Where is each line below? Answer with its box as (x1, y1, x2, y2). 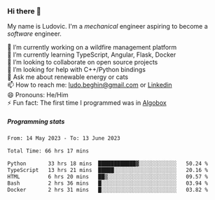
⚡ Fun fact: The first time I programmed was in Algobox (7, 99, 167, 107)
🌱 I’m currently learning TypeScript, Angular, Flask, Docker (7, 50, 176, 59)
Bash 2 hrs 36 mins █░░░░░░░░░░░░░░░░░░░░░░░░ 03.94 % (7, 180, 209, 187)
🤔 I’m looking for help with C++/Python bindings (7, 66, 146, 74)
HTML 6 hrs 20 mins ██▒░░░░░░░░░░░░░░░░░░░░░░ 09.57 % (7, 173, 209, 180)
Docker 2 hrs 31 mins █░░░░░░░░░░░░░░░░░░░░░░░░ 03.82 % (7, 186, 209, 193)
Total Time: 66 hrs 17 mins (7, 148, 90, 155)
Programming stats (7, 117, 65, 125)
